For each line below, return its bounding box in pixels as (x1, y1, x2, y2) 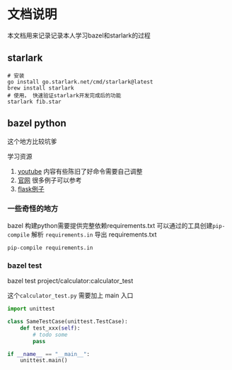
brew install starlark (7, 84, 74, 92)
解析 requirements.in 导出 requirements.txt (31, 230, 157, 239)
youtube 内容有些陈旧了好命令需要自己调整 (17, 167, 143, 175)
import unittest (7, 305, 55, 313)
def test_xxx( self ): (20, 324, 81, 332)
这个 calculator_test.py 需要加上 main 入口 (7, 291, 134, 300)
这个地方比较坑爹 (7, 137, 57, 145)
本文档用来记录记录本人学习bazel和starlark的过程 (7, 31, 151, 40)
